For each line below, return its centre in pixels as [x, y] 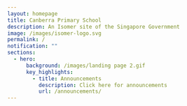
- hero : [25, 59]
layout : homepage [33, 14]
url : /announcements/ [70, 91]
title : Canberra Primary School [54, 20]
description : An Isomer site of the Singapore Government [93, 26]
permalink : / [26, 40]
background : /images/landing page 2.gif [85, 66]
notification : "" [33, 46]
